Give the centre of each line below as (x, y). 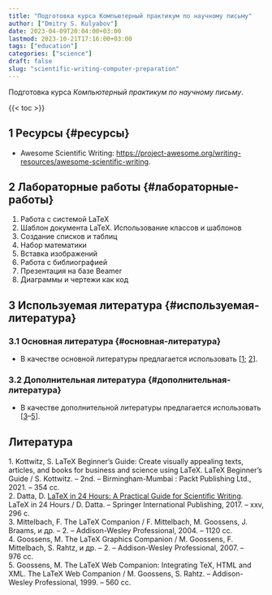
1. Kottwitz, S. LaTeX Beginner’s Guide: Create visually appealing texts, (126, 462)
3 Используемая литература (85, 305)
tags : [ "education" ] (43, 46)
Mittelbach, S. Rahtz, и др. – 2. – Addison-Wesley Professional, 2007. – (126, 548)
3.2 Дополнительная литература (77, 380)
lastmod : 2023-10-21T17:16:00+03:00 (70, 39)
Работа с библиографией (64, 263)
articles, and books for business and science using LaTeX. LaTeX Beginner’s (135, 470)
